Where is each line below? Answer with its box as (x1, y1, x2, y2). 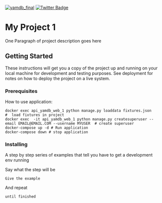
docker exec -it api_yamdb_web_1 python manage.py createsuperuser (5, 117, 147, 122)
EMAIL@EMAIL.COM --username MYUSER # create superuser (18, 121, 134, 126)
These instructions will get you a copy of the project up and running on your (5, 65, 158, 71)
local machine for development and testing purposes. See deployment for (5, 70, 153, 76)
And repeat (5, 185, 28, 191)
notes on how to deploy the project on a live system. (5, 75, 110, 81)
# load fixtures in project (5, 113, 64, 117)
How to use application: (5, 99, 53, 105)
